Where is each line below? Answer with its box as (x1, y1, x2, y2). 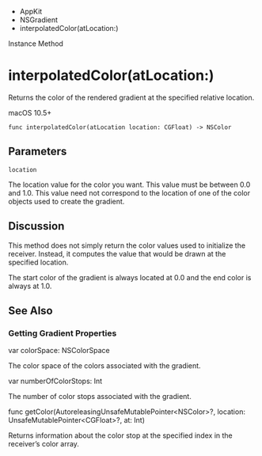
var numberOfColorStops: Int (8, 376, 103, 386)
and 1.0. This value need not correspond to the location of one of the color (8, 188, 251, 197)
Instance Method (8, 39, 63, 48)
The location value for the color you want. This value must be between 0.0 (8, 180, 251, 189)
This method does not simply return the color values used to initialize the (8, 241, 246, 250)
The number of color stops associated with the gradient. (8, 392, 192, 401)
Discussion (8, 219, 65, 233)
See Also (8, 304, 53, 317)
